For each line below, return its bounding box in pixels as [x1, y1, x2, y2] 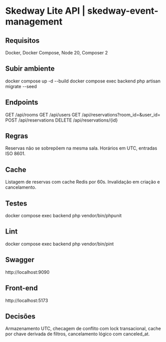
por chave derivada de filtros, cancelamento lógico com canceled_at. [5, 331, 150, 337]
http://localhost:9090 [5, 269, 50, 275]
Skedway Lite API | [5, 5, 85, 17]
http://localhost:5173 [5, 297, 48, 303]
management [5, 16, 62, 27]
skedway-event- [87, 5, 159, 17]
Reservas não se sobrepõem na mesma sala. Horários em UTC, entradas [5, 145, 157, 151]
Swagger [5, 255, 35, 264]
